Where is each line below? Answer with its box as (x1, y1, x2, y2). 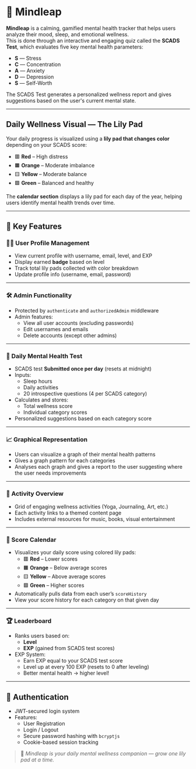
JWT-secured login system (14, 708, 80, 715)
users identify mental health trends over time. (6, 199, 116, 206)
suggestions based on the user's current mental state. (6, 97, 136, 104)
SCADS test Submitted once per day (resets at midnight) (14, 365, 152, 372)
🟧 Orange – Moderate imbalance (14, 162, 95, 169)
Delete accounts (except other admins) (23, 332, 117, 339)
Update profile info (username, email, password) (14, 271, 131, 278)
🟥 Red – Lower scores (23, 555, 78, 562)
